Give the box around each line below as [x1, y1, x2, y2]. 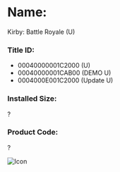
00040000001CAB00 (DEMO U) [17, 68, 112, 78]
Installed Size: [7, 94, 57, 104]
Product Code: [7, 128, 59, 137]
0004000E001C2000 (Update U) [17, 76, 114, 85]
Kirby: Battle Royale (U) [7, 27, 76, 36]
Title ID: [7, 45, 35, 55]
